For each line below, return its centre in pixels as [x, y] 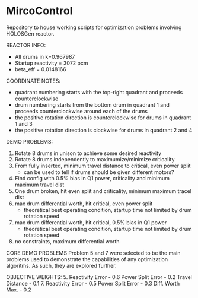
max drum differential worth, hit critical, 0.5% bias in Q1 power [91, 222]
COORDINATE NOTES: [33, 81]
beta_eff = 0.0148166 [40, 69]
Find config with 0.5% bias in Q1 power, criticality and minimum [92, 178]
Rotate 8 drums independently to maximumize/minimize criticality [95, 159]
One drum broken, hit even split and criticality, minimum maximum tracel [103, 191]
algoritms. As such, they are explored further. [61, 265]
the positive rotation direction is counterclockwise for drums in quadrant [103, 118]
